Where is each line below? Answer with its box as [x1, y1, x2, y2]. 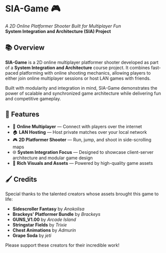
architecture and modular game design [12, 155, 93, 161]
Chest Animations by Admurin [12, 227, 76, 233]
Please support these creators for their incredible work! [5, 242, 120, 248]
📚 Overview [5, 44, 45, 52]
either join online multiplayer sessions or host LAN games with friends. [5, 75, 151, 81]
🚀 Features [5, 110, 40, 119]
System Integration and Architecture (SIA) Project [5, 28, 111, 34]
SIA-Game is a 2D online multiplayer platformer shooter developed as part [5, 59, 159, 65]
